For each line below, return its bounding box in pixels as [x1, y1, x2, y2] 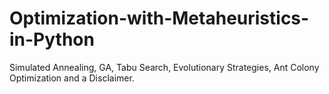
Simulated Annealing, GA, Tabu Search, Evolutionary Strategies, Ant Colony [9, 61, 320, 73]
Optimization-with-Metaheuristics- [9, 7, 310, 30]
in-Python [9, 28, 95, 51]
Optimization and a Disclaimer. [9, 72, 135, 84]
